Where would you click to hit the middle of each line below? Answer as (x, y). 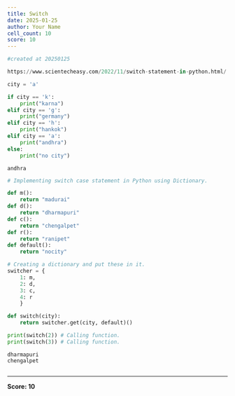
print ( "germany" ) (45, 116)
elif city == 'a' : (34, 136)
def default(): (29, 245)
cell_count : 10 (29, 33)
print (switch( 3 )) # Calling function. (64, 342)
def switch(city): (34, 316)
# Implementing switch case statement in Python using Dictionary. (108, 180)
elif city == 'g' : (34, 110)
